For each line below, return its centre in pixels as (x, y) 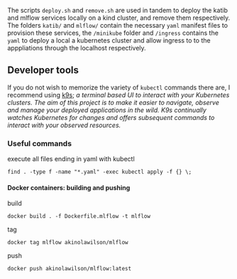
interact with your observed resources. (64, 125)
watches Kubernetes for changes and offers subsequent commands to (111, 117)
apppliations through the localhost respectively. (77, 48)
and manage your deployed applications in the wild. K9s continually (107, 110)
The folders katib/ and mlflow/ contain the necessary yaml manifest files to (118, 25)
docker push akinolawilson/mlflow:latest (70, 269)
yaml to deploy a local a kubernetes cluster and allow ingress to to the (109, 40)
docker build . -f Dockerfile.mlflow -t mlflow (79, 217)
